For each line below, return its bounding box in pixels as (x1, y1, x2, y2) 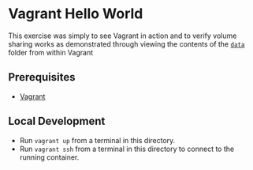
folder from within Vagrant (8, 47, 93, 57)
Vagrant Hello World (8, 5, 143, 23)
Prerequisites (8, 70, 76, 84)
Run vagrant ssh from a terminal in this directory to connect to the (19, 144, 235, 153)
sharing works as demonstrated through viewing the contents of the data (8, 39, 245, 48)
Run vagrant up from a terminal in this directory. (19, 135, 176, 145)
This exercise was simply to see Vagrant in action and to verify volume (8, 31, 237, 40)
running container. (19, 152, 80, 162)
